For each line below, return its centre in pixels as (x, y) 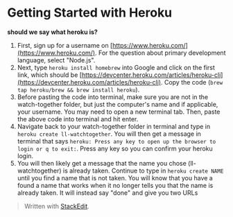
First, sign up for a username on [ (65, 45)
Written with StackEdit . (57, 206)
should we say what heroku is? (53, 32)
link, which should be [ (49, 75)
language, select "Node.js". (56, 60)
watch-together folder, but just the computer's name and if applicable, (118, 104)
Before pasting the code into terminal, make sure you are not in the (113, 97)
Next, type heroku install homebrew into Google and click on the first (116, 67)
